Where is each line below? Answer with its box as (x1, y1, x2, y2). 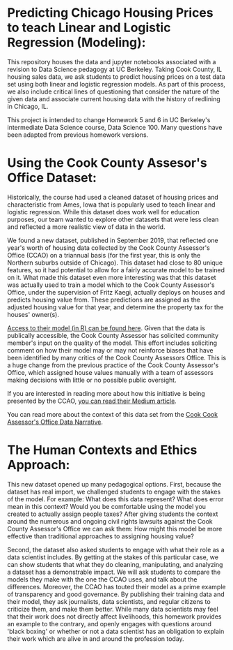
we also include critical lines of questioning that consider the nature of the (7, 87, 220, 96)
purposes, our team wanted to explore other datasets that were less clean (7, 215, 219, 223)
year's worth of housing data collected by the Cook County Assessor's (7, 243, 210, 252)
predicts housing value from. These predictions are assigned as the (7, 295, 200, 304)
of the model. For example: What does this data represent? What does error (7, 494, 224, 503)
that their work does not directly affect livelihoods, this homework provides (7, 612, 222, 621)
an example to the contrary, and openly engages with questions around (7, 619, 212, 628)
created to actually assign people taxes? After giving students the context (7, 510, 218, 518)
